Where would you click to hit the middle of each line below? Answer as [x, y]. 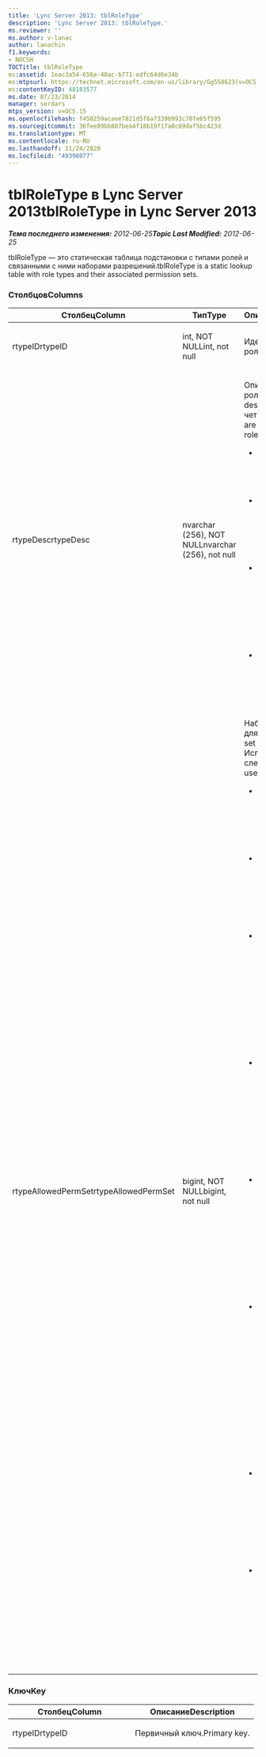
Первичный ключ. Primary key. [193, 1732]
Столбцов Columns [46, 295]
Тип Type [210, 316]
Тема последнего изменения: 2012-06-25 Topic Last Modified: [115, 234]
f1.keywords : [30, 52]
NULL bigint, [205, 1191]
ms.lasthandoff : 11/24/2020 [55, 148]
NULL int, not [206, 347]
